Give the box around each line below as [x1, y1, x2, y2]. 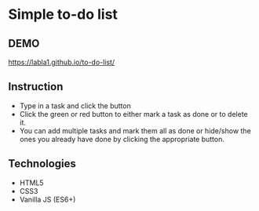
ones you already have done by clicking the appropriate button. [19, 134, 225, 144]
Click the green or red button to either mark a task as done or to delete [19, 109, 249, 118]
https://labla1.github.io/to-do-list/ [8, 57, 115, 67]
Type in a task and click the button [19, 100, 131, 111]
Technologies [8, 157, 77, 170]
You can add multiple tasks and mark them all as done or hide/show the [19, 126, 251, 135]
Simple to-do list [8, 5, 118, 24]
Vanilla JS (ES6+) [19, 195, 76, 204]
